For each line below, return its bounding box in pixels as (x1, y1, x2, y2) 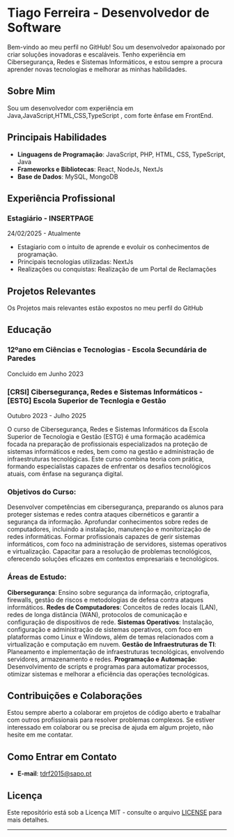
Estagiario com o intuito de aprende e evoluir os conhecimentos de (17, 243, 210, 251)
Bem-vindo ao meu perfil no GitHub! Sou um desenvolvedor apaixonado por (7, 43, 226, 51)
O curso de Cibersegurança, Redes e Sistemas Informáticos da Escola (7, 425, 209, 434)
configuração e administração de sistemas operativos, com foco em (7, 625, 203, 633)
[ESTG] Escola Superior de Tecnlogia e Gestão (7, 396, 166, 406)
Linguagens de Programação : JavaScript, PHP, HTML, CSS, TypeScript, (17, 150, 226, 158)
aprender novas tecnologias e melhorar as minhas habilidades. (7, 65, 187, 73)
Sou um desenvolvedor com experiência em (7, 103, 134, 112)
